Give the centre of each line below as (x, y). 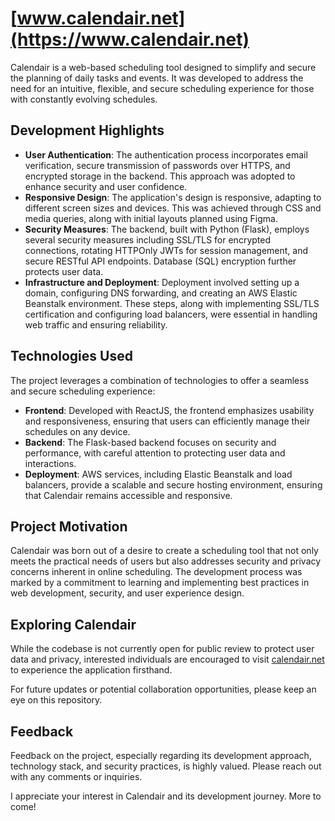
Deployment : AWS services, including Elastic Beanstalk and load (158, 474)
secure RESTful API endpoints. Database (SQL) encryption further (160, 261)
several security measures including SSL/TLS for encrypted (147, 239)
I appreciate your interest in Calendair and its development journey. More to (166, 796)
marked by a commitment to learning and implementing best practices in (160, 583)
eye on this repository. (56, 700)
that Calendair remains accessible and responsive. (128, 495)
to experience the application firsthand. (91, 670)
